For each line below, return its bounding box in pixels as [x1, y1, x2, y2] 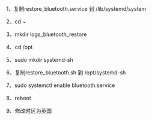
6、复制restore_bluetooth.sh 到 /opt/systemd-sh [6, 69, 126, 76]
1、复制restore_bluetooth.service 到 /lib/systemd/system [6, 5, 147, 12]
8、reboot [6, 95, 31, 101]
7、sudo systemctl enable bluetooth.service [6, 82, 115, 89]
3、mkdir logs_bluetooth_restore [6, 31, 87, 38]
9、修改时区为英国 [6, 107, 52, 114]
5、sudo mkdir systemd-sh [6, 56, 73, 63]
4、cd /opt [6, 44, 33, 50]
